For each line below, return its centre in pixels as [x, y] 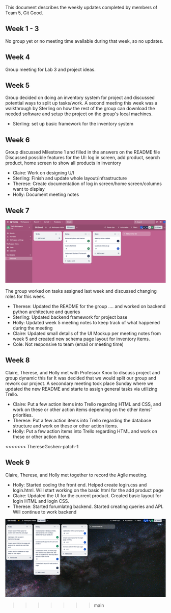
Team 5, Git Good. [24, 13]
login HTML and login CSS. [41, 501]
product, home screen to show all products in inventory [63, 163]
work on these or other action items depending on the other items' [82, 410]
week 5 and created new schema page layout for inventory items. [81, 339]
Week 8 [18, 360]
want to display [28, 189]
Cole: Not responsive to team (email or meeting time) [68, 344]
